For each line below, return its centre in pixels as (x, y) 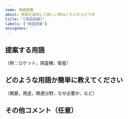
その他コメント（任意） (41, 110)
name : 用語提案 (19, 10)
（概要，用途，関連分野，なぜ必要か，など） (51, 93)
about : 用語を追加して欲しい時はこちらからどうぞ (50, 14)
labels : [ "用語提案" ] (26, 24)
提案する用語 (25, 50)
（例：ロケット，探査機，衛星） (38, 62)
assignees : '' (20, 28)
